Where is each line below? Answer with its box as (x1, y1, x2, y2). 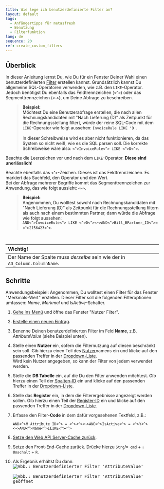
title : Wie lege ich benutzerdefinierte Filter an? (5, 7, 112, 12)
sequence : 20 (5, 39, 32, 44)
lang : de (5, 35, 23, 39)
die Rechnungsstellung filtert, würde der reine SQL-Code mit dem (22, 120, 154, 126)
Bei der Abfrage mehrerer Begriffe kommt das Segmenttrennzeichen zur (5, 180, 150, 186)
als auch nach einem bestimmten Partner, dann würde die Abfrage (22, 210, 156, 216)
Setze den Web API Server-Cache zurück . (12, 435, 97, 440)
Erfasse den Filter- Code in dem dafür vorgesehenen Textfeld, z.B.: (12, 412, 146, 418)
